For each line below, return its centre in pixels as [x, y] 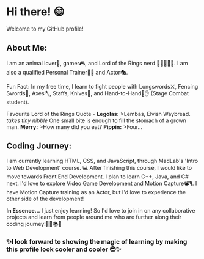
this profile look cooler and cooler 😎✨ [64, 249]
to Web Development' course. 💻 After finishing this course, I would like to [99, 167]
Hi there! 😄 [36, 12]
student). [18, 102]
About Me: [27, 48]
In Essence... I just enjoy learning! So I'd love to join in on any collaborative [101, 210]
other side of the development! [45, 199]
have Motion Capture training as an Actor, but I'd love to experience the [96, 192]
